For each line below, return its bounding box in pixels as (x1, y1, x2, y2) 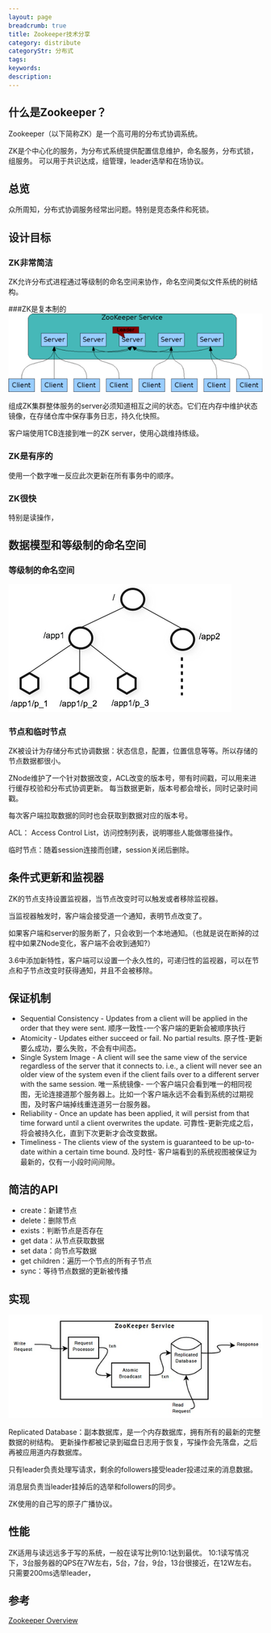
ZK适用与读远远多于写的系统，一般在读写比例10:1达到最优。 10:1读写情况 (8, 1547, 249, 1557)
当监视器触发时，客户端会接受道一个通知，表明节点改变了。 (8, 911, 206, 920)
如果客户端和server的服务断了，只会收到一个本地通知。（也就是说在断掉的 (8, 928, 252, 937)
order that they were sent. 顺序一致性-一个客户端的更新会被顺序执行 (19, 1023, 246, 1033)
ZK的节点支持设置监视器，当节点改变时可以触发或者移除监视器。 (8, 894, 223, 903)
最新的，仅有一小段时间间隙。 (19, 1156, 119, 1167)
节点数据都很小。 (8, 756, 65, 766)
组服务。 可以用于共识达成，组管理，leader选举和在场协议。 (8, 156, 208, 166)
